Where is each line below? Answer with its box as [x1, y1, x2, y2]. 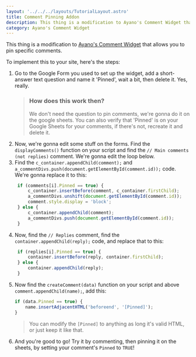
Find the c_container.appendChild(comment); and [14, 159, 133, 166]
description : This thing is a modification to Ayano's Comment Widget [6, 19, 181, 25]
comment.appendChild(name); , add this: [14, 287, 107, 294]
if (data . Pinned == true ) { [14, 298, 83, 304]
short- [160, 70, 175, 77]
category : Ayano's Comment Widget [6, 25, 90, 31]
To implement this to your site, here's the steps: [6, 59, 121, 66]
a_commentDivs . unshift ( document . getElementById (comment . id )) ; [27, 194, 183, 200]
